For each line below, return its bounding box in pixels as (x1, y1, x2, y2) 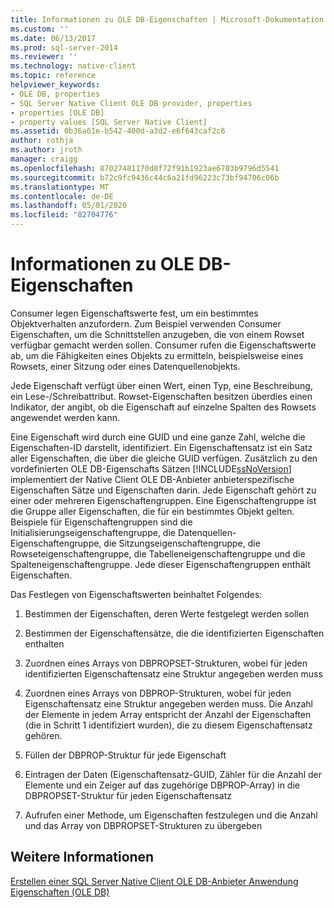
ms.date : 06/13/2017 (10, 33, 97, 43)
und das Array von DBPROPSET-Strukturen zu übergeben (24, 819, 263, 831)
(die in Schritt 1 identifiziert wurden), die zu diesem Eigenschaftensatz (24, 719, 313, 731)
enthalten (24, 637, 65, 650)
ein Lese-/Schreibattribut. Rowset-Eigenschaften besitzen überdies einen (10, 390, 313, 402)
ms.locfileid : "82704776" (10, 210, 118, 220)
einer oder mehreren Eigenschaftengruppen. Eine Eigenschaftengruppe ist (10, 494, 317, 506)
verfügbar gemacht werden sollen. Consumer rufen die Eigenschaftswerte (10, 339, 317, 351)
